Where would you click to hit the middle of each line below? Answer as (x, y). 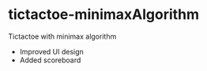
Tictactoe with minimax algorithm (62, 36)
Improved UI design (52, 51)
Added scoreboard (50, 60)
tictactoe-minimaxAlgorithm (104, 15)
